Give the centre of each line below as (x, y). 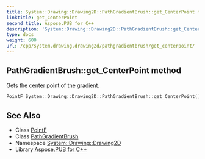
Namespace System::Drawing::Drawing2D (68, 143)
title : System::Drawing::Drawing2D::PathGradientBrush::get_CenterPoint (101, 12)
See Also (23, 115)
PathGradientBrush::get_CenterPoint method (94, 71)
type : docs (20, 35)
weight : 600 (21, 40)
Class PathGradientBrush (47, 136)
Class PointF (31, 130)
